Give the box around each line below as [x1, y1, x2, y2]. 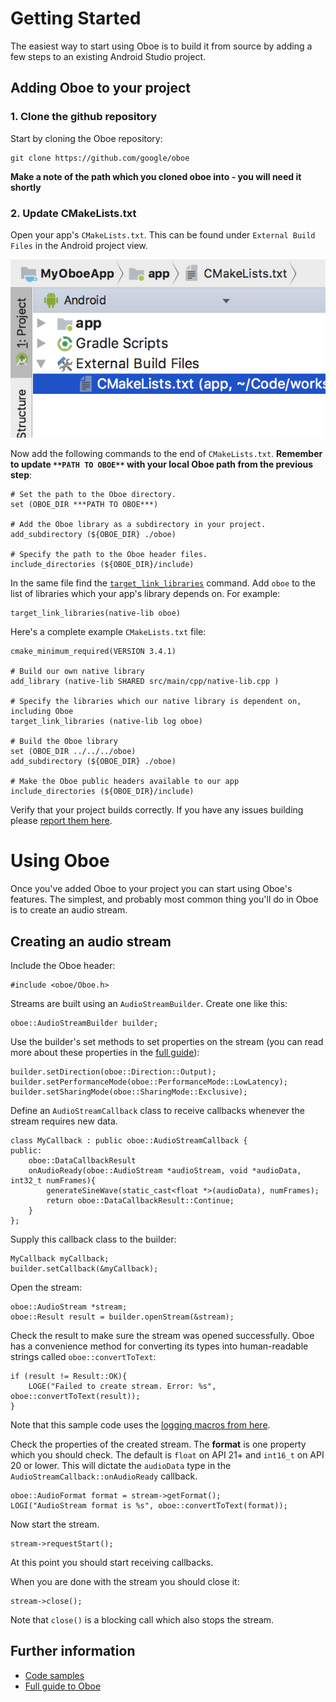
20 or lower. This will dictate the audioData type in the [10, 1459, 232, 1471]
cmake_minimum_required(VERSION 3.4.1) [10, 647, 177, 657]
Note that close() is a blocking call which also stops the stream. [10, 1613, 275, 1626]
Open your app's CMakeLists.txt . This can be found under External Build [10, 228, 316, 241]
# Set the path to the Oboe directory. [10, 490, 177, 500]
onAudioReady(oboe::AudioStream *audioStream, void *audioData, [28, 1165, 302, 1176]
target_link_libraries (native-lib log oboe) [10, 717, 203, 727]
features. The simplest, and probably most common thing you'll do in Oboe [10, 893, 319, 906]
